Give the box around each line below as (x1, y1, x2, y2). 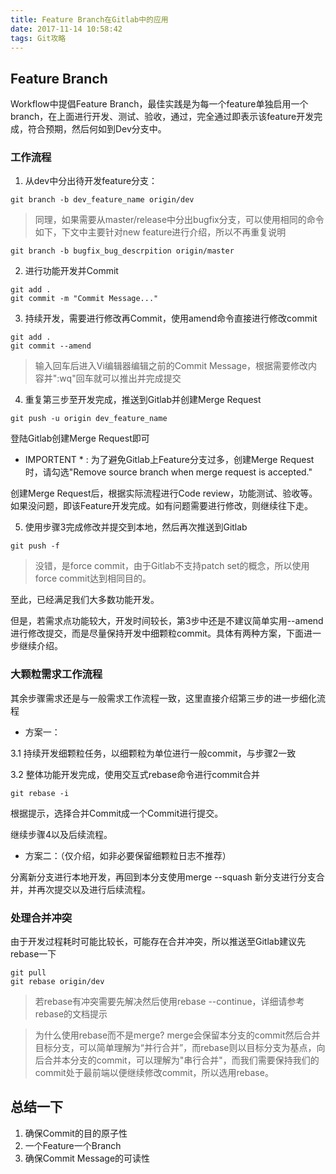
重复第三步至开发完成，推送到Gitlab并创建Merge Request (24, 394, 262, 406)
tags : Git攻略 (10, 33, 67, 43)
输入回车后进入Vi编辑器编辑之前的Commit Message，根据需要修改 (34, 360, 309, 372)
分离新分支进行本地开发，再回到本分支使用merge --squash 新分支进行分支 (10, 871, 317, 883)
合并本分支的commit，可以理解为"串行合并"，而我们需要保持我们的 (43, 1054, 320, 1066)
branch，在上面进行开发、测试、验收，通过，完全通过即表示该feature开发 (10, 111, 315, 123)
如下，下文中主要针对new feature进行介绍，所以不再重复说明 (34, 226, 287, 238)
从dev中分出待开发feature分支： (24, 175, 158, 187)
